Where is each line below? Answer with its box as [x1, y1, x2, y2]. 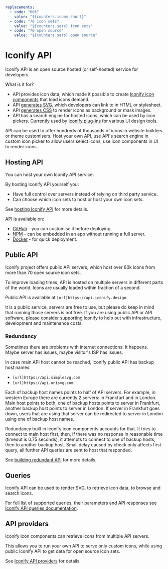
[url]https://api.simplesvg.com [12, 375, 80, 380]
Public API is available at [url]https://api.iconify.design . [5, 294, 128, 300]
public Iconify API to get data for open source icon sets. [5, 548, 120, 554]
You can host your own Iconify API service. [5, 171, 94, 177]
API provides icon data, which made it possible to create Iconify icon [12, 91, 154, 98]
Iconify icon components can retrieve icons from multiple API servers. [5, 533, 149, 539]
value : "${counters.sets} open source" [14, 33, 98, 38]
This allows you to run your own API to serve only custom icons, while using [5, 543, 162, 549]
